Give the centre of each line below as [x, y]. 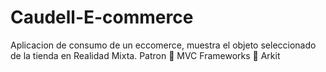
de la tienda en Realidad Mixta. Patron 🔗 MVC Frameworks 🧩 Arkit [145, 55]
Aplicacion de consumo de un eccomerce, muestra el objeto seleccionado [163, 45]
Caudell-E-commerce [102, 17]
